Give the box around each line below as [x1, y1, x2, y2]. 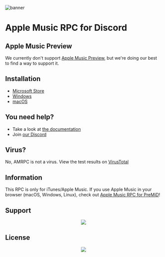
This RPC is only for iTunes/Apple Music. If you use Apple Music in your [5, 186, 152, 192]
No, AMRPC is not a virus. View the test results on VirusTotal [5, 159, 129, 165]
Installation [5, 75, 41, 83]
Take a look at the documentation [12, 126, 81, 132]
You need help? [5, 113, 54, 121]
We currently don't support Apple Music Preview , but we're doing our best [5, 55, 158, 61]
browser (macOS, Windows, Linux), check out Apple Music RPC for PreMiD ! [5, 192, 161, 198]
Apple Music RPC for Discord [5, 22, 128, 33]
